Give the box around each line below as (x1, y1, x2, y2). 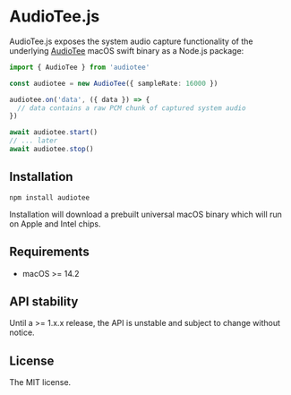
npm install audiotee (9, 193, 90, 202)
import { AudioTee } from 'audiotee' (9, 63, 150, 72)
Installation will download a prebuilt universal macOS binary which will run (9, 209, 282, 219)
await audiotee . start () (9, 128, 98, 137)
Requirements (9, 245, 90, 260)
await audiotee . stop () (9, 145, 94, 154)
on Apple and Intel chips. (9, 218, 101, 229)
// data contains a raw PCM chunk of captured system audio (17, 103, 246, 113)
